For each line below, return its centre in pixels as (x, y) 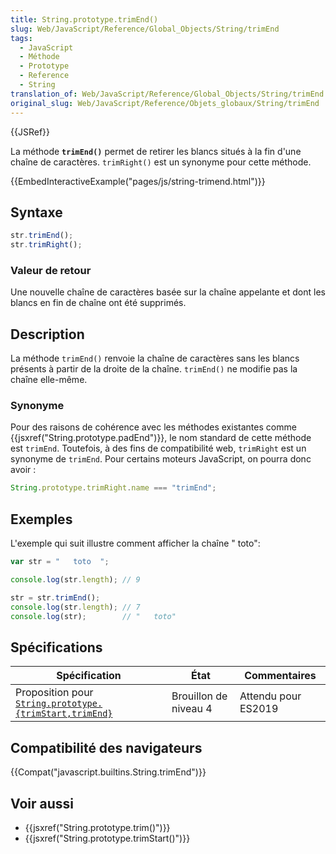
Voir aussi (42, 803)
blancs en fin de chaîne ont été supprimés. (98, 303)
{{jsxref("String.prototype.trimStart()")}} (107, 838)
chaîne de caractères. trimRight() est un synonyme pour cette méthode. (161, 162)
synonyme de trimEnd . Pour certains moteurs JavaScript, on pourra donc (161, 459)
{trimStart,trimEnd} (64, 714)
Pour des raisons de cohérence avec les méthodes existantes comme (153, 427)
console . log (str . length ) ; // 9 (75, 580)
